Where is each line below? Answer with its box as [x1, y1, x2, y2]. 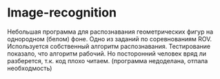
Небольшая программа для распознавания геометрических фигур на [7, 27, 214, 36]
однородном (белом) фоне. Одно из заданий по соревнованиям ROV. [7, 34, 212, 43]
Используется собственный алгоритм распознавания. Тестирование [7, 42, 211, 50]
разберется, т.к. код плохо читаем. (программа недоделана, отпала [7, 56, 208, 65]
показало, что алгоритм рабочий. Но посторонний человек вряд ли [7, 49, 207, 58]
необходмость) [7, 64, 52, 72]
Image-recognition [7, 5, 117, 21]
